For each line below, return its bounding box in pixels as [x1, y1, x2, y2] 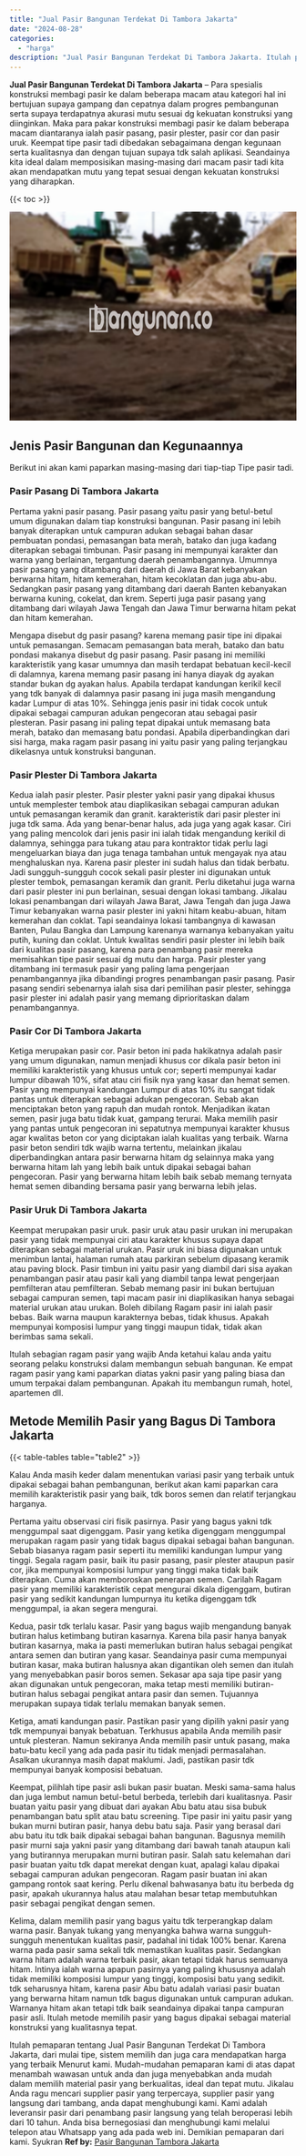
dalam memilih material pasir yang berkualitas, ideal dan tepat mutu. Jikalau [9, 2079, 294, 2090]
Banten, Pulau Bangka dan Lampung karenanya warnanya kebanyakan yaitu [9, 925, 294, 936]
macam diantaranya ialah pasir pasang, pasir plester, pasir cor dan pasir [9, 127, 280, 138]
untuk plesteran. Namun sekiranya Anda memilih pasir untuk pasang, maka [9, 1735, 291, 1746]
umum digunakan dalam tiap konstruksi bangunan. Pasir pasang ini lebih [9, 515, 281, 526]
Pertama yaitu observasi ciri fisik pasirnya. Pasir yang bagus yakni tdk [9, 1516, 272, 1527]
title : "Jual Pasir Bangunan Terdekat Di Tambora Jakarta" [9, 15, 239, 24]
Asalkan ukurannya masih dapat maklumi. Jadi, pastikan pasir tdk [9, 1754, 255, 1765]
